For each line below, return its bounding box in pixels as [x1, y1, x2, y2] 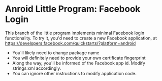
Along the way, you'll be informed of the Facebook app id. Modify [12, 60, 145, 66]
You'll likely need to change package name [12, 50, 99, 56]
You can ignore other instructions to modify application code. [12, 70, 137, 76]
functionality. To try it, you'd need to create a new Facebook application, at [5, 35, 157, 41]
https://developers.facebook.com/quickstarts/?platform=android [5, 40, 136, 46]
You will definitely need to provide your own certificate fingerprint [12, 55, 146, 61]
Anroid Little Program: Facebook [5, 3, 140, 15]
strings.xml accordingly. [12, 65, 61, 71]
